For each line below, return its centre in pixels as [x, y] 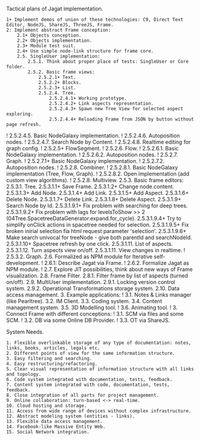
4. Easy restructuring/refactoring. [52, 364]
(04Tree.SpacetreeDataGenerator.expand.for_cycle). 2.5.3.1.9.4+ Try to [94, 218]
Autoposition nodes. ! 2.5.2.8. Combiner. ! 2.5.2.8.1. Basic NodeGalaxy [92, 167]
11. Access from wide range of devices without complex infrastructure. [99, 411]
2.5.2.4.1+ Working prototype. [88, 98]
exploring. [20, 114]
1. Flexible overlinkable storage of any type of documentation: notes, [99, 343]
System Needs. [25, 332]
